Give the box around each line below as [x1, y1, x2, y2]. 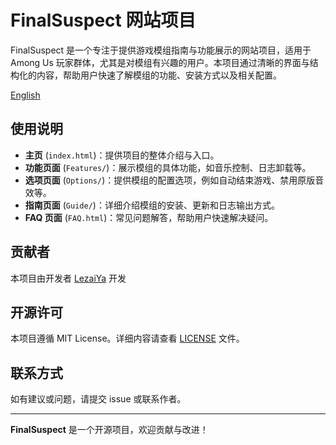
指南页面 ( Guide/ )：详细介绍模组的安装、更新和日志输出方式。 [24, 199, 280, 211]
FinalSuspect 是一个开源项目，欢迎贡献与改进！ [10, 424, 209, 436]
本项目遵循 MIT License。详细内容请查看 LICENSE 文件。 [10, 332, 245, 345]
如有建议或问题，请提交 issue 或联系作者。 [10, 393, 187, 405]
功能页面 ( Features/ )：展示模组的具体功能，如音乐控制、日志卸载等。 [24, 161, 312, 173]
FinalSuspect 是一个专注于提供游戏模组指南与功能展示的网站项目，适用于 [10, 44, 312, 56]
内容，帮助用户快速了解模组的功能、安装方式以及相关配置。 [36, 69, 282, 81]
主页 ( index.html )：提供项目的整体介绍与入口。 [24, 149, 220, 161]
